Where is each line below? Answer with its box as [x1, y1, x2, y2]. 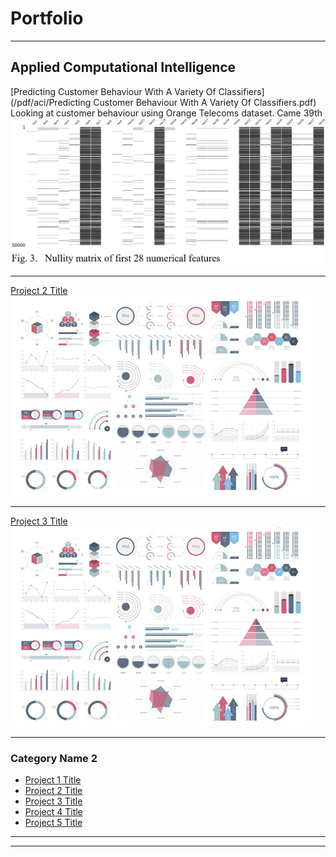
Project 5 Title [24, 817, 83, 829]
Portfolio [10, 7, 84, 30]
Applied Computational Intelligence [10, 59, 237, 76]
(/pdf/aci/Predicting [10, 96, 92, 108]
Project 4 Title [24, 806, 83, 818]
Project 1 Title [24, 774, 82, 786]
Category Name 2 [10, 751, 98, 765]
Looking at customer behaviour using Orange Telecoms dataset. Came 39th [10, 107, 323, 119]
